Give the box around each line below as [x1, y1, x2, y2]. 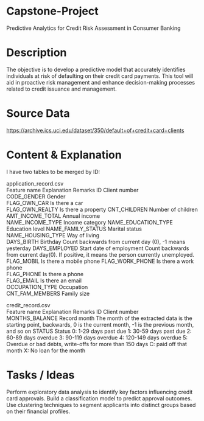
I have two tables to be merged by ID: [6, 168, 100, 175]
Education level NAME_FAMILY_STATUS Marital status [6, 225, 142, 232]
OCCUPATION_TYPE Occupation [6, 283, 88, 290]
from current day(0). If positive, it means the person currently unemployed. [6, 251, 195, 258]
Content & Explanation [6, 148, 122, 162]
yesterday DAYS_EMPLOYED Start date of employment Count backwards [6, 245, 189, 252]
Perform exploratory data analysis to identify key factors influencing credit [6, 388, 193, 395]
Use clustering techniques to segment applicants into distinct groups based [6, 401, 196, 408]
